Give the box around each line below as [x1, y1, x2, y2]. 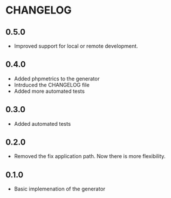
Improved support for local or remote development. [14, 42, 139, 49]
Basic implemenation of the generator [14, 186, 106, 193]
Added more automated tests [14, 88, 85, 95]
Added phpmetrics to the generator [14, 75, 100, 82]
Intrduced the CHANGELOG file [14, 81, 90, 88]
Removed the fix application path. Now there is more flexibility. [14, 153, 166, 160]
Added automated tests [14, 120, 71, 127]
